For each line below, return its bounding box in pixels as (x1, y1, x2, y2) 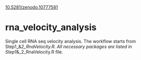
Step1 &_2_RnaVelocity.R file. (5, 48, 64, 54)
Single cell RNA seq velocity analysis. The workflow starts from (5, 38, 136, 44)
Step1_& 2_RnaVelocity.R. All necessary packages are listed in (5, 43, 132, 49)
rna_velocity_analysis (5, 22, 97, 33)
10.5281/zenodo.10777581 (5, 4, 58, 10)
